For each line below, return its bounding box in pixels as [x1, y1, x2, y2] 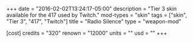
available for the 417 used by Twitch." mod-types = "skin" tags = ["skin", [6, 11, 187, 19]
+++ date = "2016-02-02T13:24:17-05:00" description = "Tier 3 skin [6, 5, 177, 12]
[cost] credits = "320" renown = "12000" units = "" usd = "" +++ [6, 29, 168, 37]
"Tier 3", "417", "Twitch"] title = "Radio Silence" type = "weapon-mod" [6, 18, 181, 25]
